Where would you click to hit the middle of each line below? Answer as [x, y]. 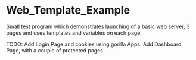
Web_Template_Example [68, 10]
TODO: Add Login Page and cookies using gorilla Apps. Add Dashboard [94, 44]
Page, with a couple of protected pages [55, 50]
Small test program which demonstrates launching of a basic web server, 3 [98, 26]
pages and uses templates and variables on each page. [74, 32]
